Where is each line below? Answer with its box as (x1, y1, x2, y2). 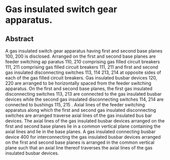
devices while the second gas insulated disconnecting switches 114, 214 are (5, 96, 164, 102)
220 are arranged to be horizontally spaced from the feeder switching (5, 80, 151, 86)
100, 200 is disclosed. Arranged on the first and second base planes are (5, 53, 156, 59)
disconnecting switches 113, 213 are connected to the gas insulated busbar (5, 91, 162, 97)
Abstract (5, 34, 34, 43)
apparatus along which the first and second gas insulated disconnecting (5, 107, 156, 113)
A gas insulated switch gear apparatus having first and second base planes (5, 48, 163, 54)
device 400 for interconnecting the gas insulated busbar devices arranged (5, 134, 161, 140)
